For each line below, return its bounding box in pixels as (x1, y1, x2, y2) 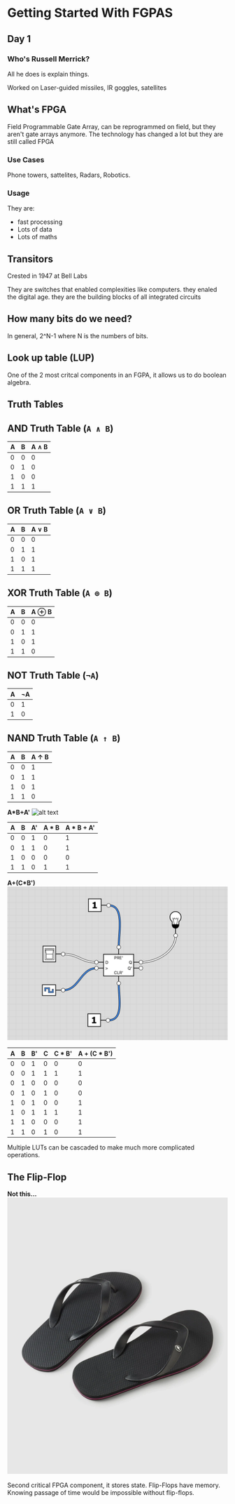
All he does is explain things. (7, 69, 90, 78)
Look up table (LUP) (7, 352, 95, 364)
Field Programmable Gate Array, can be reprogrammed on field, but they (7, 122, 216, 131)
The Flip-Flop (7, 1171, 67, 1183)
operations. (7, 1151, 41, 1159)
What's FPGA (7, 104, 67, 116)
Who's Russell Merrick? (7, 54, 90, 64)
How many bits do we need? (7, 313, 133, 325)
